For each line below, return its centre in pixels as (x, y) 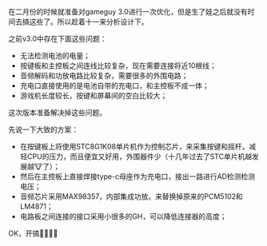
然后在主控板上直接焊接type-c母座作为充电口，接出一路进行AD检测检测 (137, 177)
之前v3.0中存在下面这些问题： (58, 39)
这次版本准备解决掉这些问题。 (57, 113)
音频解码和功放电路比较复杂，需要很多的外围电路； (104, 75)
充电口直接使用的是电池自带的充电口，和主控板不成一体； (114, 85)
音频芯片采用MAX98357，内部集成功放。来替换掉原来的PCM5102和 (132, 196)
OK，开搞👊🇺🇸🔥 (33, 233)
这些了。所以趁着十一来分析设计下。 (89, 22)
